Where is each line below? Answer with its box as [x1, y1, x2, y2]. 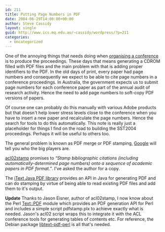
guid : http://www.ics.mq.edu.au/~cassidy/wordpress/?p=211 [5, 30, 129, 35]
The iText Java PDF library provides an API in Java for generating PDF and [5, 175, 156, 181]
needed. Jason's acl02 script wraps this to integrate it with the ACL [5, 211, 142, 217]
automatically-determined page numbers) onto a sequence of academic [5, 160, 153, 166]
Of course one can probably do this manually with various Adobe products [5, 104, 157, 110]
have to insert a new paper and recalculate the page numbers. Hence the [5, 115, 154, 121]
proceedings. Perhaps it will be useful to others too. [5, 130, 110, 136]
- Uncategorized [9, 39, 43, 44]
